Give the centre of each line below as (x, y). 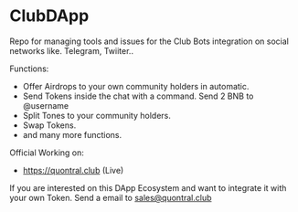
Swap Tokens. (49, 125)
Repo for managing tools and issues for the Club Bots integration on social (149, 41)
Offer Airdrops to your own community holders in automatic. (136, 86)
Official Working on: (47, 153)
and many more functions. (72, 134)
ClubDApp (49, 16)
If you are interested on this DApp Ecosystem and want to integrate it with (148, 187)
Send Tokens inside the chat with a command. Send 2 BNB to (138, 96)
